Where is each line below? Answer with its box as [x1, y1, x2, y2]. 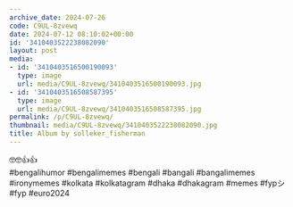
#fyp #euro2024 [9, 187, 70, 198]
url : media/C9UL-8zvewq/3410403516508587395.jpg [17, 104, 202, 113]
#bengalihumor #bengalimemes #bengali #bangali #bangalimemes [9, 167, 255, 178]
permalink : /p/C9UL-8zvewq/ [9, 112, 114, 121]
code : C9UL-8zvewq [9, 21, 78, 30]
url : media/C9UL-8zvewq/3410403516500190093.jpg [17, 79, 202, 88]
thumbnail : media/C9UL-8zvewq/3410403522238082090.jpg [9, 121, 218, 130]
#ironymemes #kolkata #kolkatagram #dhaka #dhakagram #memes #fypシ [9, 178, 286, 188]
